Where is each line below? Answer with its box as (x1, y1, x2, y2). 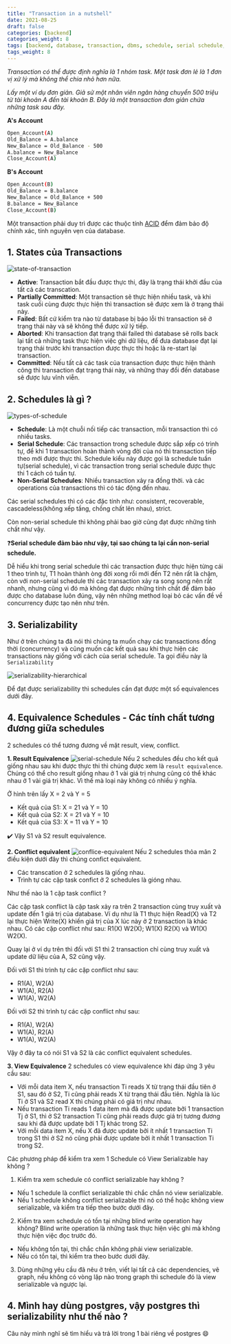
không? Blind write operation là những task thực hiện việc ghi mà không (16, 1224, 221, 1232)
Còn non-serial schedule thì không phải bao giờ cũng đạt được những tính (7, 518, 217, 526)
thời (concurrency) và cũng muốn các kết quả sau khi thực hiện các (7, 644, 199, 653)
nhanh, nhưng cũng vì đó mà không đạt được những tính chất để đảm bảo (7, 584, 216, 593)
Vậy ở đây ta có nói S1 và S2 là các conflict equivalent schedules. (7, 1048, 192, 1056)
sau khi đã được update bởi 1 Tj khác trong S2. (16, 1119, 149, 1127)
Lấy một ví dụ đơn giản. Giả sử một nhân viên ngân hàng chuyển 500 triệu (7, 88, 219, 97)
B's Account (7, 168, 43, 176)
